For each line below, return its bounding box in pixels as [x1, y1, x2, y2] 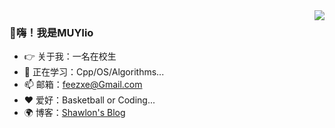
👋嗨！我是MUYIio [9, 25, 94, 39]
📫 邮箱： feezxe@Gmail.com [23, 79, 143, 91]
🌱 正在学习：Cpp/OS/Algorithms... [23, 66, 165, 78]
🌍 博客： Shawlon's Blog [23, 107, 126, 119]
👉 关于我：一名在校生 [23, 50, 117, 63]
